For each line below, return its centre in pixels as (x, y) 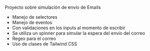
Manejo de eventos (32, 22)
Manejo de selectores (35, 17)
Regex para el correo (34, 38)
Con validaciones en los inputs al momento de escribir (69, 28)
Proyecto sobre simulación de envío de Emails (53, 7)
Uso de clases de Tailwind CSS (44, 44)
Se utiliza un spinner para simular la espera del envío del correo (79, 33)
